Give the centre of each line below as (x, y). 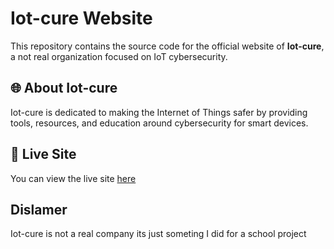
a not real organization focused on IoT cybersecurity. (119, 56)
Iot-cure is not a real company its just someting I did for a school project (158, 234)
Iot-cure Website (81, 18)
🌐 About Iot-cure (64, 88)
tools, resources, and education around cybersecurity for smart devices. (159, 123)
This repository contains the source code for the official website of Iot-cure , (167, 46)
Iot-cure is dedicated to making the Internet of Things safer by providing (159, 112)
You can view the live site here (73, 178)
